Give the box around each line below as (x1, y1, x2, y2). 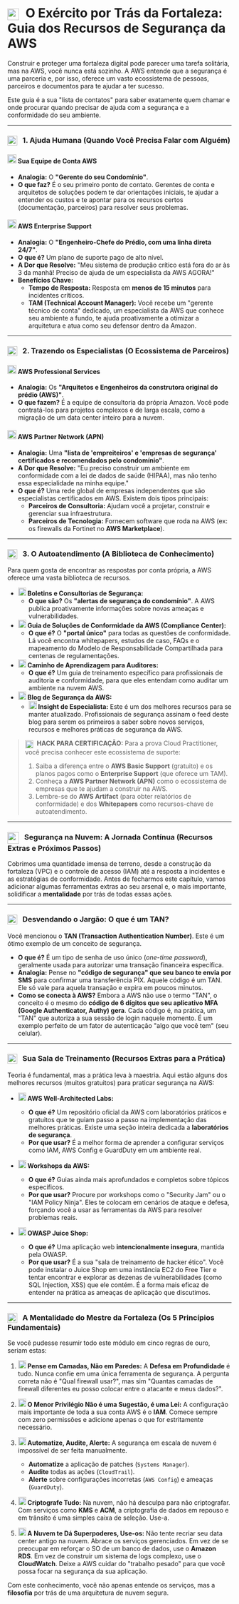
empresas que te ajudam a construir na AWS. (35, 784, 169, 793)
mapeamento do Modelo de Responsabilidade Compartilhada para (28, 644, 223, 652)
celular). (17, 1029, 43, 1037)
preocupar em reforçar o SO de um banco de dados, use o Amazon (17, 1544, 217, 1553)
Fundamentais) (7, 1323, 61, 1333)
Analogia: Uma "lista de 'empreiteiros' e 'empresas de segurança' (17, 448, 217, 457)
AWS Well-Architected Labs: (27, 1094, 114, 1102)
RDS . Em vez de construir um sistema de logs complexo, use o (17, 1552, 201, 1560)
